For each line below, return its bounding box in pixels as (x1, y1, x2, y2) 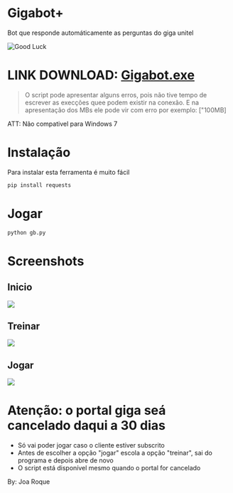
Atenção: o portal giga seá (7, 403, 166, 418)
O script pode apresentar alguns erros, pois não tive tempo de (24, 90, 207, 99)
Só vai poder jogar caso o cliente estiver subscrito (17, 441, 166, 450)
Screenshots (7, 253, 85, 269)
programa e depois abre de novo (17, 456, 114, 465)
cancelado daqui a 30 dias (7, 418, 166, 434)
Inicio (7, 281, 33, 293)
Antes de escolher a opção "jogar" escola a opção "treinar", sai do (17, 449, 213, 457)
